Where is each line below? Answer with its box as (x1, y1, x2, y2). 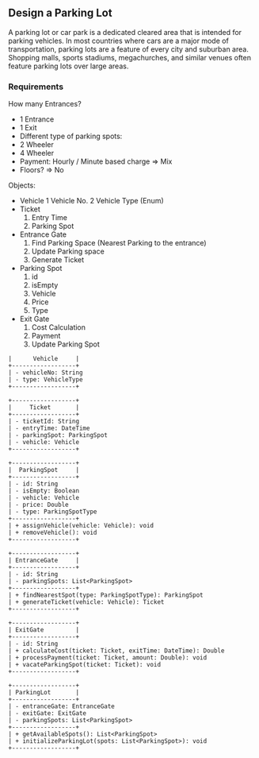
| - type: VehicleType (8, 376, 83, 384)
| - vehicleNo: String (8, 369, 83, 377)
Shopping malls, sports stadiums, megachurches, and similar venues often (8, 52, 252, 62)
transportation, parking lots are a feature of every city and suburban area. (8, 44, 249, 54)
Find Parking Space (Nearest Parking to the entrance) (31, 238, 208, 248)
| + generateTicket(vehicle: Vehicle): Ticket (8, 598, 165, 606)
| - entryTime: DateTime (8, 424, 90, 432)
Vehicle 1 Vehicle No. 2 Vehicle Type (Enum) (19, 196, 164, 206)
